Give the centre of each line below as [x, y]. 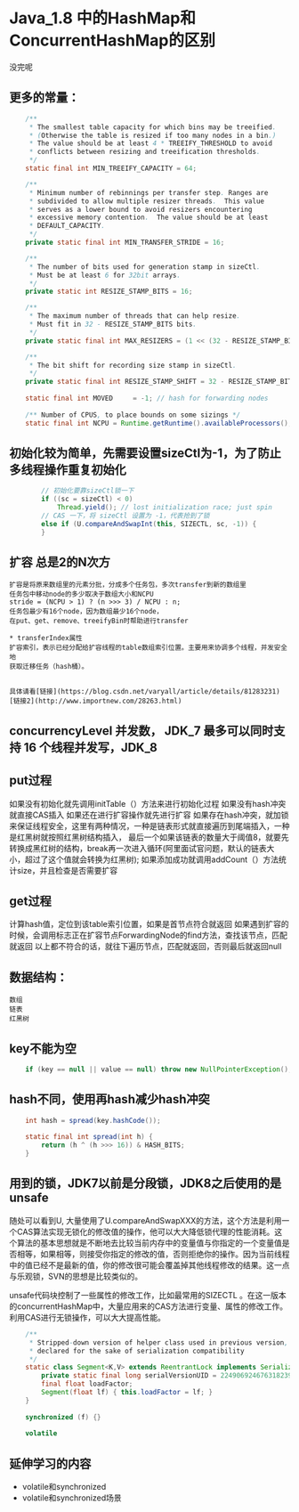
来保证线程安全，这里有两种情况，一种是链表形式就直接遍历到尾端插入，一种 [149, 825]
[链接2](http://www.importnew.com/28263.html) [96, 701]
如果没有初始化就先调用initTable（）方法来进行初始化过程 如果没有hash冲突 [148, 803]
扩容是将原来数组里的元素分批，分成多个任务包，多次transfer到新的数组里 [128, 585]
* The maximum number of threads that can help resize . [135, 316]
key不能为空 [43, 1049]
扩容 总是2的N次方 [60, 562]
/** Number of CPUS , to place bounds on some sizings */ [133, 415]
